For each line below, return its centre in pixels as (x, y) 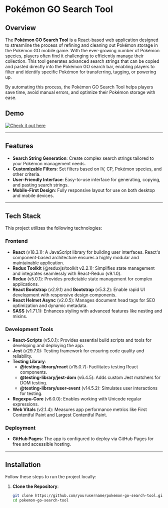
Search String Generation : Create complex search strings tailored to (83, 158)
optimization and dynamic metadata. (50, 306)
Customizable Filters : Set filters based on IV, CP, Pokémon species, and (87, 169)
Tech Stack (23, 216)
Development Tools (29, 329)
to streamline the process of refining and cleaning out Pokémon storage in (82, 45)
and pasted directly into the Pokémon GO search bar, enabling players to (80, 67)
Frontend (16, 241)
